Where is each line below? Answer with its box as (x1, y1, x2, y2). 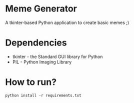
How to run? (5, 76, 56, 88)
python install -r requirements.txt (5, 93, 81, 98)
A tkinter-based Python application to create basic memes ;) (5, 19, 129, 25)
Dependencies (5, 37, 67, 48)
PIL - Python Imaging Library (12, 58, 72, 65)
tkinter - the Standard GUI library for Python (12, 53, 103, 59)
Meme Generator (5, 3, 77, 14)
